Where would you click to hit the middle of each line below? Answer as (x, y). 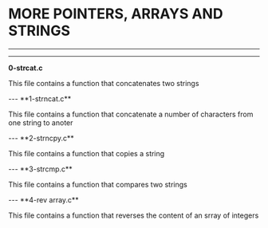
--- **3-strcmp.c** (41, 169)
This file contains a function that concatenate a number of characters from (131, 114)
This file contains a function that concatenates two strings (104, 83)
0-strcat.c (26, 68)
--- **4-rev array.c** (44, 199)
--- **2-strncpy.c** (41, 138)
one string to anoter (41, 122)
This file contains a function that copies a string (87, 153)
